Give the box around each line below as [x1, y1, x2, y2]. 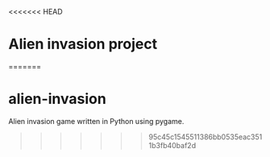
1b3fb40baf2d [148, 140, 196, 150]
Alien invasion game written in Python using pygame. [8, 116, 185, 126]
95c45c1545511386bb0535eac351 [148, 132, 263, 142]
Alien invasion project [8, 35, 158, 53]
